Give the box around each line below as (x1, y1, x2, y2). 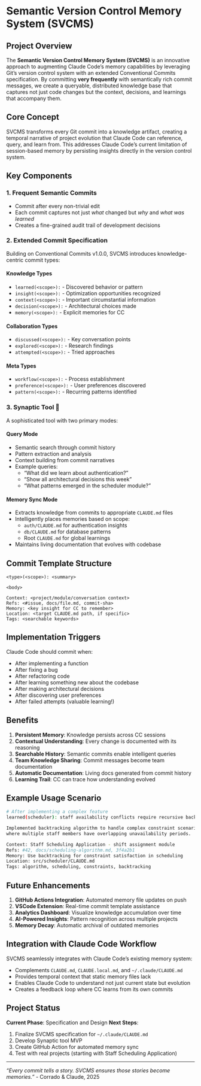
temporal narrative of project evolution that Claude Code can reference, (6, 134, 183, 141)
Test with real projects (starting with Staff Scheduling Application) (14, 1049, 178, 1057)
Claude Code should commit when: (6, 648, 93, 655)
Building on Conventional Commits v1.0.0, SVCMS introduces (6, 250, 157, 257)
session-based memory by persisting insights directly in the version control (6, 147, 193, 154)
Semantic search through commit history (14, 444, 115, 451)
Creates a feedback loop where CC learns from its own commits (14, 985, 173, 993)
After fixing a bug (14, 666, 58, 673)
